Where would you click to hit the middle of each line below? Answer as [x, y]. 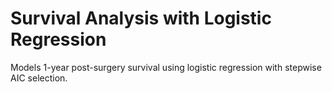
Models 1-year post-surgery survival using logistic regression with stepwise [166, 67]
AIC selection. [39, 78]
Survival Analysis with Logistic [141, 18]
